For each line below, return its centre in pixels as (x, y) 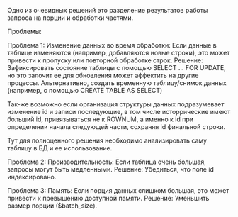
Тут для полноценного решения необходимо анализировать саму (107, 140)
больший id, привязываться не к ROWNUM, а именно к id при (100, 119)
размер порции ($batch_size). (52, 206)
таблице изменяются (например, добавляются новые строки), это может (119, 53)
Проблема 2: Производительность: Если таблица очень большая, (107, 162)
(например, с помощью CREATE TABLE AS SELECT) (85, 90)
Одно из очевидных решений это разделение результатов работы (108, 10)
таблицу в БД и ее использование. (60, 148)
